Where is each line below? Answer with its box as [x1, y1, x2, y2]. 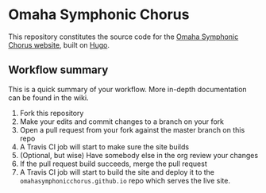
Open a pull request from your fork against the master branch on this [19, 125, 245, 134]
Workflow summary [8, 64, 109, 77]
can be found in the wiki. [8, 93, 89, 102]
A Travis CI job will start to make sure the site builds [19, 141, 189, 152]
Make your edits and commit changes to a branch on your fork [19, 117, 225, 126]
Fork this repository [19, 108, 84, 118]
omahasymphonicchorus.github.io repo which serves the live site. [19, 176, 230, 185]
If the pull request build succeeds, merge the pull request [19, 159, 208, 168]
